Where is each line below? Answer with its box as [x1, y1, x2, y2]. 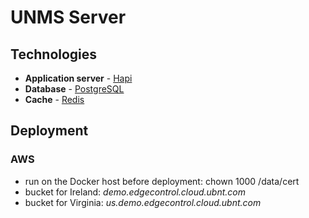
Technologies [10, 46, 98, 63]
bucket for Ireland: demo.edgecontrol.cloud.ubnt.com [24, 186, 246, 198]
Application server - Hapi [24, 72, 133, 84]
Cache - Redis [24, 94, 85, 105]
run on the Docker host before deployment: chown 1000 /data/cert [24, 175, 300, 187]
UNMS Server [10, 6, 127, 29]
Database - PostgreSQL [24, 83, 125, 95]
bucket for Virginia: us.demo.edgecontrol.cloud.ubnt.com [24, 196, 262, 208]
